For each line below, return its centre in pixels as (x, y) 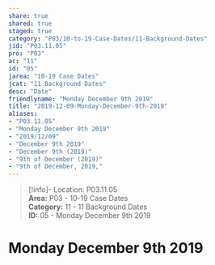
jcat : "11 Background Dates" (57, 83)
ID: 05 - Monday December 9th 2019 (89, 216)
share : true (28, 16)
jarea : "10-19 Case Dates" (54, 76)
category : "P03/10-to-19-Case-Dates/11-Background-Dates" (108, 38)
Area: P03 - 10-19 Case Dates (78, 199)
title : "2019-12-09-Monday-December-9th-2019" (88, 106)
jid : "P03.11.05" (38, 46)
